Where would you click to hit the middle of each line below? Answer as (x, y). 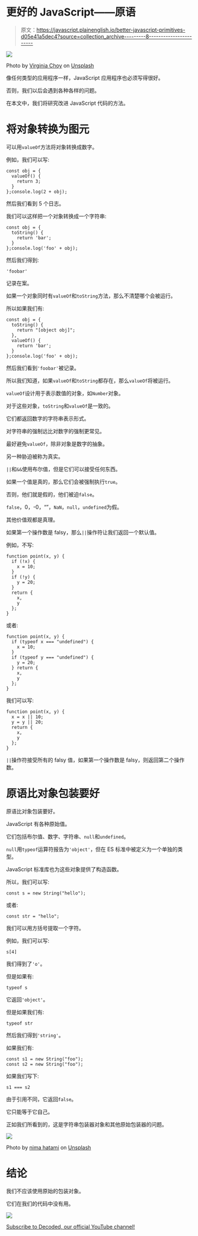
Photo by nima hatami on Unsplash (49, 1147)
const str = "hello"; (33, 916)
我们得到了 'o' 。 (26, 963)
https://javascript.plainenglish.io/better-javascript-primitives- (111, 30)
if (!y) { (23, 577)
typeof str (20, 1023)
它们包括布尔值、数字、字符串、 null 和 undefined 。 (68, 836)
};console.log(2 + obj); (37, 192)
